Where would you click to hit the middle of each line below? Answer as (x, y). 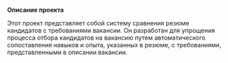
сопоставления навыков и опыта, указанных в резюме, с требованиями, (114, 45)
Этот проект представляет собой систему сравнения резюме (98, 23)
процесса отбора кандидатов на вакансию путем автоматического (106, 38)
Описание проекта (35, 10)
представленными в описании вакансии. (68, 52)
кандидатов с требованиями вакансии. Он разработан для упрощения (111, 30)
